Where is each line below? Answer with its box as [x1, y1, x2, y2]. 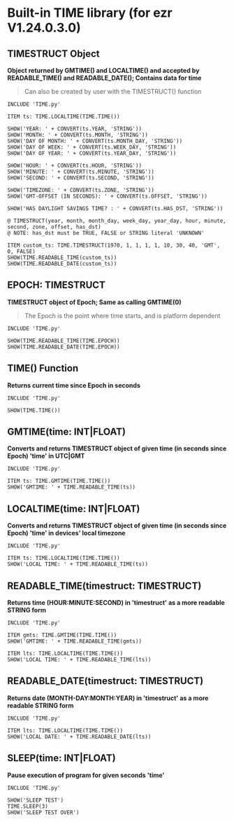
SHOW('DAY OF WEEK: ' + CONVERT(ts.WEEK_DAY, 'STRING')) [7, 144, 177, 151]
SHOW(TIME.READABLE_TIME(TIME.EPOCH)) [7, 337, 120, 344]
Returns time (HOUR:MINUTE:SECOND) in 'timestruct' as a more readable [7, 598, 225, 607]
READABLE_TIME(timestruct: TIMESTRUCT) [7, 580, 202, 591]
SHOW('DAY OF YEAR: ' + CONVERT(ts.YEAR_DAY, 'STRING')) [7, 150, 177, 157]
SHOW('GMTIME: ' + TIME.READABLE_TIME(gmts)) [7, 638, 142, 645]
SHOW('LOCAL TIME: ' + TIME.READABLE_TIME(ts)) [7, 561, 149, 568]
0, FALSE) [7, 248, 36, 255]
